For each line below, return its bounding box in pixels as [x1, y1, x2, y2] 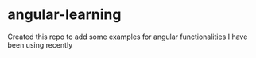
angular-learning [7, 6, 122, 24]
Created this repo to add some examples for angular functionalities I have [7, 32, 248, 41]
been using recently [7, 40, 73, 49]
